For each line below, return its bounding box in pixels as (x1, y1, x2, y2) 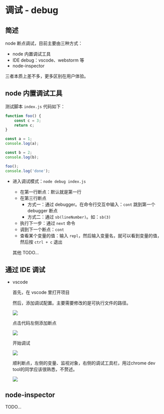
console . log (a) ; (5, 141, 39, 146)
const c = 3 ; (14, 118, 41, 123)
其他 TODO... (12, 249, 39, 255)
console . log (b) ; (5, 155, 39, 160)
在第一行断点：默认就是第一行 (19, 189, 81, 195)
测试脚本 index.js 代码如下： (5, 103, 65, 109)
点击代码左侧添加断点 (12, 320, 56, 326)
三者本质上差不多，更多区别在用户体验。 (5, 73, 88, 79)
